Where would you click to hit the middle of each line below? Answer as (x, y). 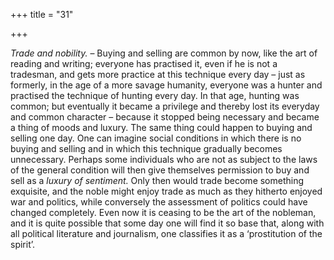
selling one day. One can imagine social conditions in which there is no (156, 138)
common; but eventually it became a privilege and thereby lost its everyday (165, 106)
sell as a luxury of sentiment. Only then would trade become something (157, 180)
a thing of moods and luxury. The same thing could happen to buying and (161, 127)
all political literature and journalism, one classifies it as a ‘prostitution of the (166, 233)
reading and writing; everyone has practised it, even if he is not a (144, 63)
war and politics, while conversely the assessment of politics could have (159, 202)
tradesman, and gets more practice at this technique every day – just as (158, 74)
